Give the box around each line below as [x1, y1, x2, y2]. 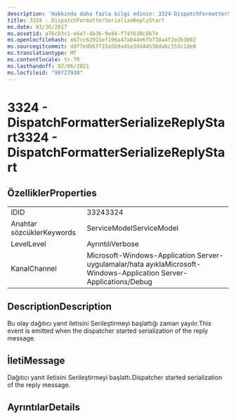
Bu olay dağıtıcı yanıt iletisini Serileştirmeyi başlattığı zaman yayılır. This [7, 319, 212, 328]
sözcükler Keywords [11, 227, 76, 237]
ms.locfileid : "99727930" [7, 69, 83, 76]
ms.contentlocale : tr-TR [7, 56, 80, 63]
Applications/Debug [86, 276, 152, 286]
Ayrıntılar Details [7, 401, 81, 413]
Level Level [11, 238, 46, 248]
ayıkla [145, 259, 165, 269]
